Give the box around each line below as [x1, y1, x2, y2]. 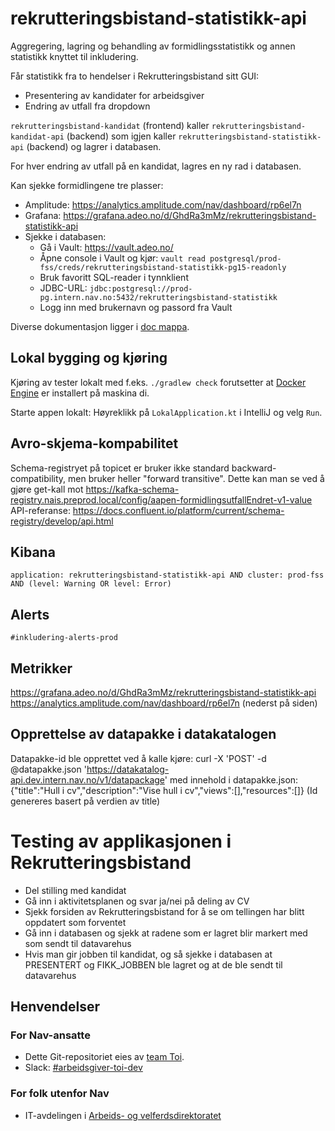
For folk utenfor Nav [10, 1087, 110, 1101]
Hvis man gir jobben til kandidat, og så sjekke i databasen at [24, 948, 273, 960]
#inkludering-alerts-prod [10, 633, 118, 643]
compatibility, [10, 472, 67, 484]
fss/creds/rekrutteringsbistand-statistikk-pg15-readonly [39, 262, 287, 272]
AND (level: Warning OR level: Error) [10, 579, 172, 589]
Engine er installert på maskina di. [10, 387, 150, 399]
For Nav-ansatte [10, 1028, 91, 1042]
